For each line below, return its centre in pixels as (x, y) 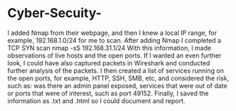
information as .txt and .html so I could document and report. (96, 100)
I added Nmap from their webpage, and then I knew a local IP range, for (112, 33)
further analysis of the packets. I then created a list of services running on (116, 70)
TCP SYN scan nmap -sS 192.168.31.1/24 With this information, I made (109, 48)
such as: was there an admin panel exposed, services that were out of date (117, 85)
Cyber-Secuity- (54, 13)
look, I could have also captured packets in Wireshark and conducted (109, 63)
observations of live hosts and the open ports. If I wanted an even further (114, 55)
